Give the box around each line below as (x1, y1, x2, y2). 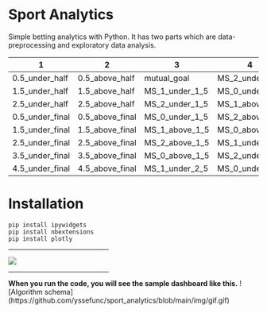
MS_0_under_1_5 (144, 111, 209, 122)
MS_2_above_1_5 (144, 137, 210, 148)
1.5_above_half (77, 85, 135, 96)
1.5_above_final (77, 124, 137, 135)
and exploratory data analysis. (56, 40, 157, 49)
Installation (8, 195, 84, 213)
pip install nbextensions (8, 228, 94, 236)
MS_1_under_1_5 (144, 85, 209, 96)
